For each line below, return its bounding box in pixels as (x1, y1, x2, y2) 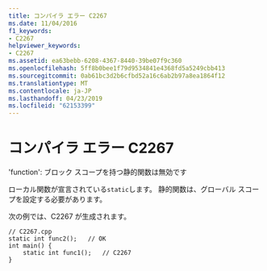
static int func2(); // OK (8, 235, 106, 243)
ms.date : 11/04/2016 (8, 19, 78, 27)
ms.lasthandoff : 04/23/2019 (8, 94, 103, 102)
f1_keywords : (8, 27, 52, 35)
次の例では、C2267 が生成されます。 (8, 211, 131, 222)
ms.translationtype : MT (8, 79, 89, 87)
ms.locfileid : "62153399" (8, 102, 95, 110)
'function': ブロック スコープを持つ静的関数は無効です (8, 167, 187, 177)
